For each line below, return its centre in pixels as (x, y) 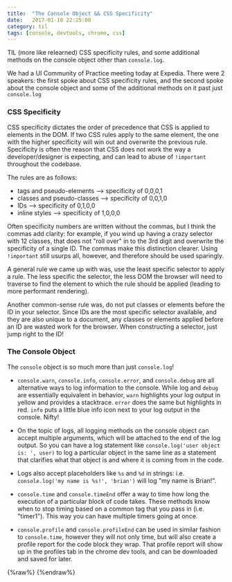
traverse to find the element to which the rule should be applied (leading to (114, 284)
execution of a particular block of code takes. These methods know (114, 501)
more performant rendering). (48, 291)
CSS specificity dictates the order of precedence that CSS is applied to (108, 127)
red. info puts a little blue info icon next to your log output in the (109, 410)
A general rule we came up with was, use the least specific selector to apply (116, 269)
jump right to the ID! (36, 334)
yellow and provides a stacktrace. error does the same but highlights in (119, 402)
